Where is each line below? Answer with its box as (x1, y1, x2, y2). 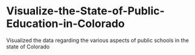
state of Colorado (6, 43, 50, 50)
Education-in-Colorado (6, 17, 125, 30)
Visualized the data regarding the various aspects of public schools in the (6, 36, 189, 44)
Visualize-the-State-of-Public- (6, 4, 165, 18)
